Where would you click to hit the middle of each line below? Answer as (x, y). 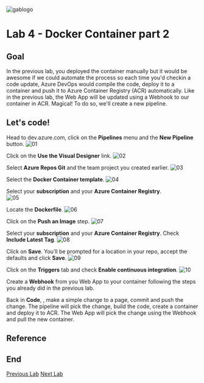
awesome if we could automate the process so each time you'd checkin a (99, 77)
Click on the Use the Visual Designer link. (59, 156)
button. (15, 144)
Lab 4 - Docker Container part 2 (88, 34)
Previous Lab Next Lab (35, 374)
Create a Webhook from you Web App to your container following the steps (101, 281)
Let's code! (28, 123)
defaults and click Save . (37, 258)
